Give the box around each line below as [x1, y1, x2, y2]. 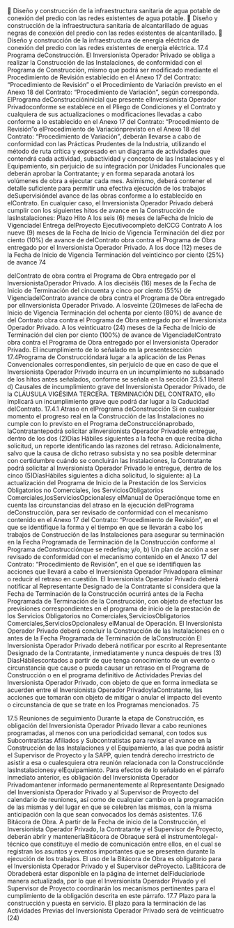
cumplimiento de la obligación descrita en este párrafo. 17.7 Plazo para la [7, 892, 217, 899]
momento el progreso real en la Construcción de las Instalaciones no [7, 412, 205, 420]
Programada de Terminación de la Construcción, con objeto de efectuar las [7, 597, 224, 605]
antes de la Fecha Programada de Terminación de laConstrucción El [7, 634, 202, 642]
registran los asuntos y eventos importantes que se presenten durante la [7, 847, 216, 856]
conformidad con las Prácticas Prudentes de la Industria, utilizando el [7, 140, 207, 148]
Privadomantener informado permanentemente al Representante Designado [7, 780, 225, 789]
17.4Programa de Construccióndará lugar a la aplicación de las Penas [7, 353, 206, 361]
